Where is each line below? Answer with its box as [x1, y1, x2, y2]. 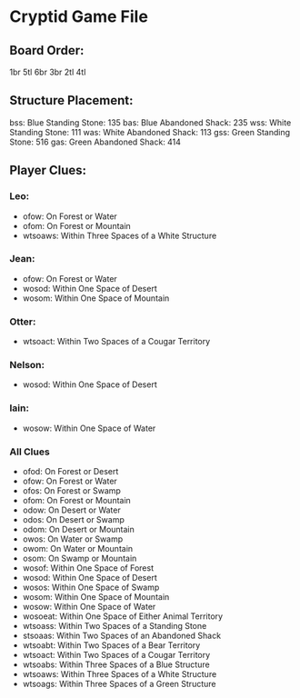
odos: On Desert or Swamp [22, 514, 125, 524]
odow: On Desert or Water [22, 504, 121, 515]
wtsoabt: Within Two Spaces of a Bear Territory [22, 639, 201, 651]
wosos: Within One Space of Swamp [22, 582, 160, 593]
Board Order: [9, 43, 85, 58]
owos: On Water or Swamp [22, 533, 124, 544]
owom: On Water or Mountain [22, 543, 134, 553]
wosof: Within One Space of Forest [22, 562, 155, 573]
